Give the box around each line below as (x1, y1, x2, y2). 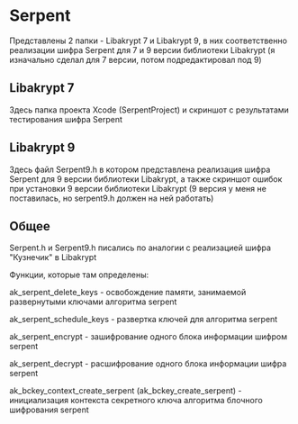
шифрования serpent (9, 404, 89, 415)
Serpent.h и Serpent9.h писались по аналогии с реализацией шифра (9, 242, 272, 253)
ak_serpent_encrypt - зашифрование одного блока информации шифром (9, 331, 288, 342)
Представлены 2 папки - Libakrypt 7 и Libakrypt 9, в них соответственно (9, 35, 288, 46)
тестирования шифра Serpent (9, 113, 123, 124)
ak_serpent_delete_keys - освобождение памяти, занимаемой (9, 287, 247, 298)
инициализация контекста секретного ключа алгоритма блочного (9, 395, 263, 406)
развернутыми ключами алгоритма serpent (9, 296, 177, 307)
